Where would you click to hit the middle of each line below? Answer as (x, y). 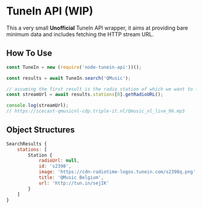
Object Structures (41, 130)
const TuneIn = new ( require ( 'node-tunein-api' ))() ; (74, 67)
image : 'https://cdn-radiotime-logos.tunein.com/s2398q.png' (117, 172)
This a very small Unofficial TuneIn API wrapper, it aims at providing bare (97, 28)
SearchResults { (27, 144)
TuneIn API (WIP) (50, 11)
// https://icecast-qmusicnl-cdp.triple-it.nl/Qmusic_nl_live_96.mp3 (96, 111)
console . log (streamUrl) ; (37, 106)
